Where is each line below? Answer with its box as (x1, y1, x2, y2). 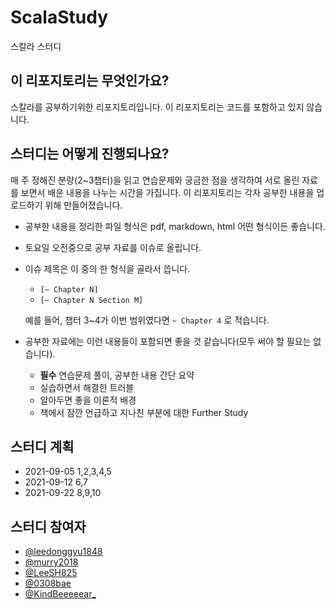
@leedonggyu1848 (24, 546, 103, 558)
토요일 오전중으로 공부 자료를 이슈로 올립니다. (24, 241, 202, 253)
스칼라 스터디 (10, 40, 62, 52)
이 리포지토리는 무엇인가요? (10, 72, 170, 90)
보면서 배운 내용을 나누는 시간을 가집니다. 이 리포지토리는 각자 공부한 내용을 (20, 186, 315, 198)
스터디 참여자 (10, 518, 87, 535)
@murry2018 (24, 556, 79, 568)
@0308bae (24, 577, 72, 590)
